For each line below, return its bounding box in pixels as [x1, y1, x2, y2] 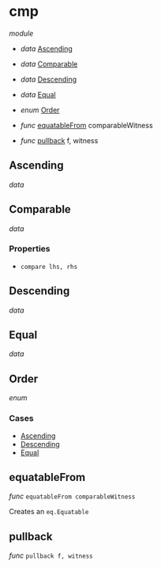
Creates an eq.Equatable [9, 507, 89, 517]
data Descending [20, 74, 77, 84]
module [9, 28, 34, 38]
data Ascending [20, 44, 73, 53]
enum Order [20, 105, 60, 115]
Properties [9, 244, 51, 255]
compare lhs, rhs [20, 263, 78, 271]
